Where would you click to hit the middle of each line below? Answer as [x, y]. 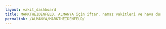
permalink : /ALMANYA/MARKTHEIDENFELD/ [45, 19]
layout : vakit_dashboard [31, 10]
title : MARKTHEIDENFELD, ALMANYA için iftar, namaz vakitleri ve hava [79, 14]
